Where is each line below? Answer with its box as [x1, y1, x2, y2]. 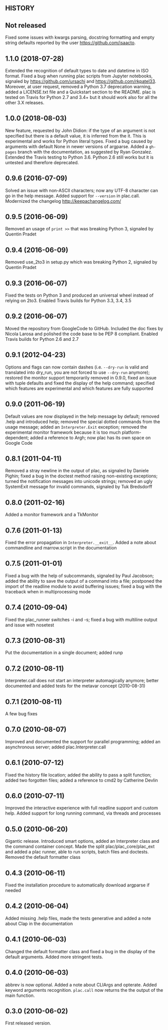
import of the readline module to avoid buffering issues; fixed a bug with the [5, 583, 162, 589]
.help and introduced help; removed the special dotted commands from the [5, 419, 160, 425]
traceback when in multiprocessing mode [5, 588, 91, 594]
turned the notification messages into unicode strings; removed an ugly [5, 478, 153, 484]
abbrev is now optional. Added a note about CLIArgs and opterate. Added [5, 981, 157, 988]
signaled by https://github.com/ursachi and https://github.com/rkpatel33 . [5, 78, 156, 84]
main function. [5, 992, 35, 998]
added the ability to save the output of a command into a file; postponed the [5, 578, 162, 584]
